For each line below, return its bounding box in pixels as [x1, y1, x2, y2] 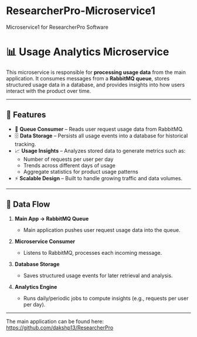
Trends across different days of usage [23, 161, 116, 168]
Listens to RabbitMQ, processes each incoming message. [23, 249, 162, 256]
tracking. [14, 140, 36, 147]
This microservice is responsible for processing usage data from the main [6, 69, 186, 76]
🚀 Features [6, 110, 46, 120]
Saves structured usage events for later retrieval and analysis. [23, 272, 173, 279]
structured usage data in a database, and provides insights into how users [6, 81, 185, 88]
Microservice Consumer [14, 238, 76, 245]
